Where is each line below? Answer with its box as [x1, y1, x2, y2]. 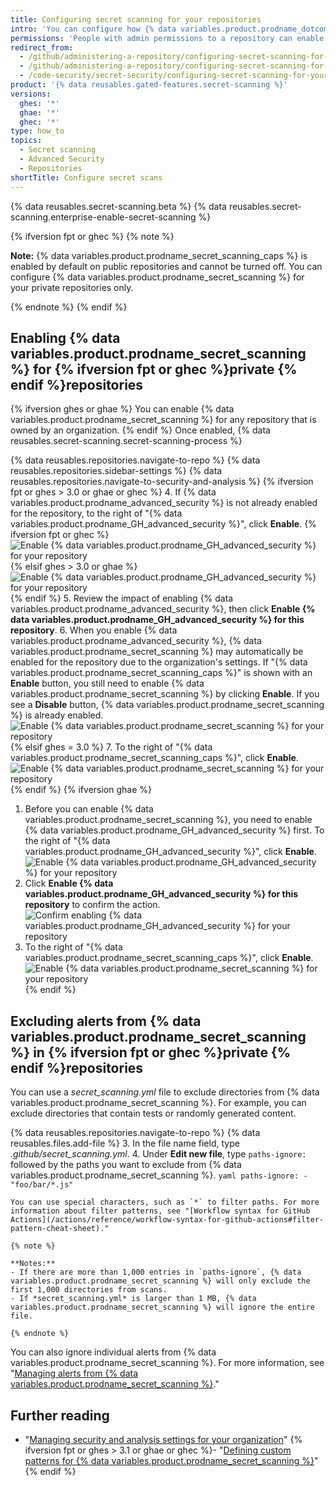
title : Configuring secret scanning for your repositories [10, 14, 262, 25]
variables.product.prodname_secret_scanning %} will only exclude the [10, 1276, 311, 1286]
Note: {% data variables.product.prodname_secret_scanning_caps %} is [10, 249, 308, 261]
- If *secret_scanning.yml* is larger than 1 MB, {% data [10, 1294, 257, 1304]
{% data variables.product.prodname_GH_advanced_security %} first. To [24, 824, 325, 836]
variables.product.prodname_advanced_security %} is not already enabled [10, 497, 318, 509]
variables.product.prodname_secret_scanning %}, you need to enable [24, 814, 313, 826]
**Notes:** [10, 1259, 56, 1269]
